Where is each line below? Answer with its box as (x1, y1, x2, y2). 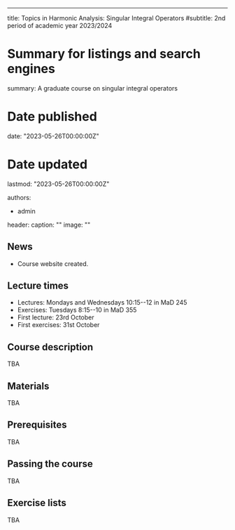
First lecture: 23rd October (17, 313, 94, 322)
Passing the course (7, 458, 93, 470)
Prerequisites (7, 419, 67, 431)
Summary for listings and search (7, 46, 201, 62)
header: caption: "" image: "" (7, 220, 91, 229)
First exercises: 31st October (17, 321, 100, 329)
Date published (7, 109, 98, 125)
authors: (7, 193, 31, 201)
